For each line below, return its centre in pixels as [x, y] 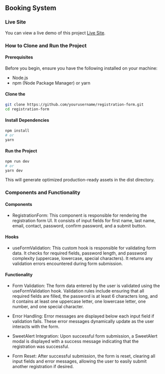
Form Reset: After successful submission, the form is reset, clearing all [84, 356]
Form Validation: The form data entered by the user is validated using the [86, 286]
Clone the [15, 94]
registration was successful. [41, 346]
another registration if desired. [43, 366]
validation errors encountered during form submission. [67, 263]
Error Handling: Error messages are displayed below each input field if [83, 316]
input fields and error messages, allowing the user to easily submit [79, 361]
